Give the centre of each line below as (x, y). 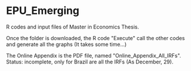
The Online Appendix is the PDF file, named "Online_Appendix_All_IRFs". (93, 55)
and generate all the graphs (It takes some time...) (66, 44)
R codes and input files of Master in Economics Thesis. (73, 27)
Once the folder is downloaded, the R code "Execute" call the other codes (95, 38)
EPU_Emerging (43, 11)
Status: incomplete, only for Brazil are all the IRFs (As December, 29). (90, 62)
